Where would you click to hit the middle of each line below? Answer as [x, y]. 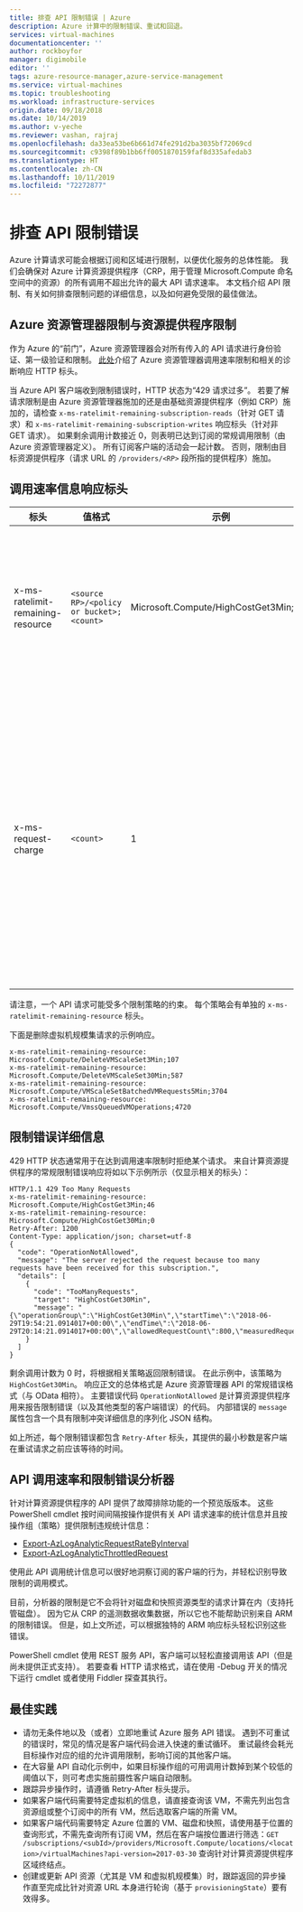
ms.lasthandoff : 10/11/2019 [62, 177]
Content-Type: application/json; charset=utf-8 [101, 1236]
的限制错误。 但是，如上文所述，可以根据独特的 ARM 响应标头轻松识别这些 [148, 1625]
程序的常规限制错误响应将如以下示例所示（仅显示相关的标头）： [133, 1171]
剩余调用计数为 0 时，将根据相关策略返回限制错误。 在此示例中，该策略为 [146, 1373]
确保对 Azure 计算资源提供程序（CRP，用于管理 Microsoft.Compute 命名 [159, 271]
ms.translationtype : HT [54, 160]
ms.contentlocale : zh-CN [56, 169]
